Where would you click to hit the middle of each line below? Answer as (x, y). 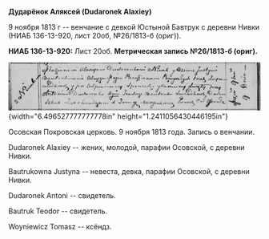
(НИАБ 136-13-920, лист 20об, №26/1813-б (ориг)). (95, 36)
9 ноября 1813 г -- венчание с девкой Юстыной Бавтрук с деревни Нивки (134, 27)
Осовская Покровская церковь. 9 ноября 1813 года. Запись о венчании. (131, 132)
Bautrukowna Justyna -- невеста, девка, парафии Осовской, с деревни (129, 171)
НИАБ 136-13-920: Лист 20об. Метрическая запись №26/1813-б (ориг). (133, 51)
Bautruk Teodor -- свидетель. (58, 211)
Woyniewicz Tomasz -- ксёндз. (60, 226)
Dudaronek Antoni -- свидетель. (62, 195)
